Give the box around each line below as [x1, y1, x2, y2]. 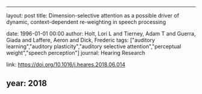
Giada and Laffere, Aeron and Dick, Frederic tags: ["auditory [6, 37, 155, 43]
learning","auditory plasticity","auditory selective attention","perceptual [6, 43, 182, 50]
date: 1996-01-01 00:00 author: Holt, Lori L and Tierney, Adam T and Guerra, [6, 30, 196, 37]
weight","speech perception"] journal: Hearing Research [6, 49, 145, 56]
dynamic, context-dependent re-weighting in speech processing [6, 19, 167, 25]
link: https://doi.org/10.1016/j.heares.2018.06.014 [6, 61, 126, 68]
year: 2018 [6, 78, 47, 89]
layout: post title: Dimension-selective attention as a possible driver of [6, 12, 179, 19]
